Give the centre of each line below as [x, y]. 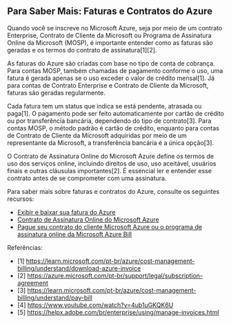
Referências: [25, 247]
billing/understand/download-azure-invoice [79, 268]
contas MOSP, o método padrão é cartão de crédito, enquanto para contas [113, 128]
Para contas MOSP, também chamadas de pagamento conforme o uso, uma [115, 70]
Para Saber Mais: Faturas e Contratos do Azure [110, 11]
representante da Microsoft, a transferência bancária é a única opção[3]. [111, 143]
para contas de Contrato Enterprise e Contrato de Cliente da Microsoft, [108, 85]
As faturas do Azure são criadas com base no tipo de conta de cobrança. [111, 63]
